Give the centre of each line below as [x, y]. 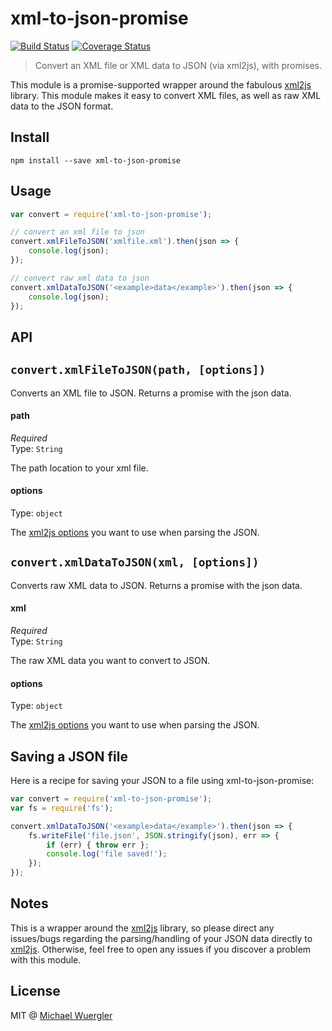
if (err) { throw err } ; [98, 845]
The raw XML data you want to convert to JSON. [110, 661]
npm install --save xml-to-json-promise [96, 160]
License [35, 991]
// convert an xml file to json [77, 232]
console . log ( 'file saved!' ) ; [107, 854]
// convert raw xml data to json [80, 278]
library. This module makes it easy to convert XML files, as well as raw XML [166, 95]
